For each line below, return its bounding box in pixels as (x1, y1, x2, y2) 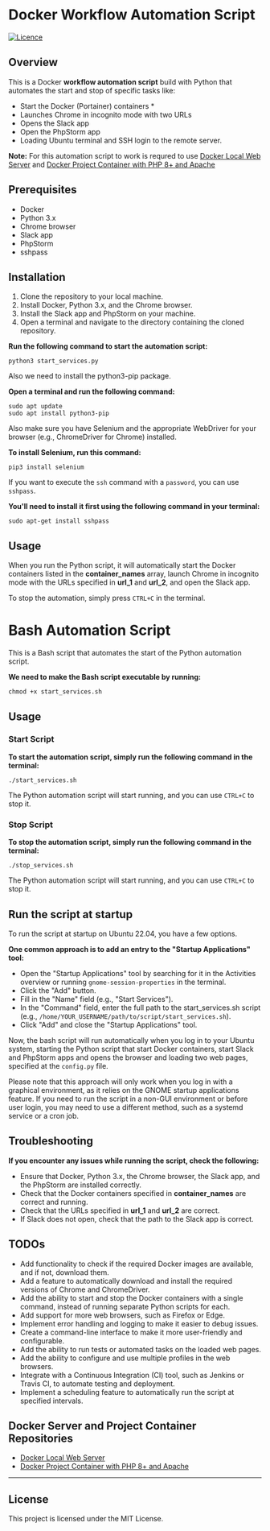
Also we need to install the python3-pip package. (8, 371, 171, 381)
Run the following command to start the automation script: (8, 341, 208, 351)
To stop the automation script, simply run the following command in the (8, 838, 252, 847)
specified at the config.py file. (8, 1061, 108, 1070)
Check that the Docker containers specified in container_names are (19, 1188, 247, 1198)
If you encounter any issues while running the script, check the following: (8, 1156, 260, 1165)
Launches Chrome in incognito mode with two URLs (19, 110, 192, 119)
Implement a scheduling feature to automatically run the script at (19, 1387, 235, 1397)
